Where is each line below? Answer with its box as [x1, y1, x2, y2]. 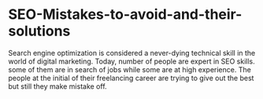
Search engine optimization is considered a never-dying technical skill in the [8, 48, 256, 57]
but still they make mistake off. [8, 81, 108, 91]
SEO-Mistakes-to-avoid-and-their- [8, 5, 243, 24]
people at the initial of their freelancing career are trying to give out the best [8, 73, 254, 82]
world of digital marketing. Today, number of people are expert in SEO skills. [8, 57, 256, 66]
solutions [8, 22, 71, 40]
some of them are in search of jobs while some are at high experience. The [8, 64, 252, 74]
